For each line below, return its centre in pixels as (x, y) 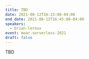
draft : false (19, 38)
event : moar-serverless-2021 (36, 33)
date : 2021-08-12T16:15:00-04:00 (40, 14)
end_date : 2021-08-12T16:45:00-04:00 (45, 19)
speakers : (16, 24)
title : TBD (17, 10)
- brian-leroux (26, 28)
